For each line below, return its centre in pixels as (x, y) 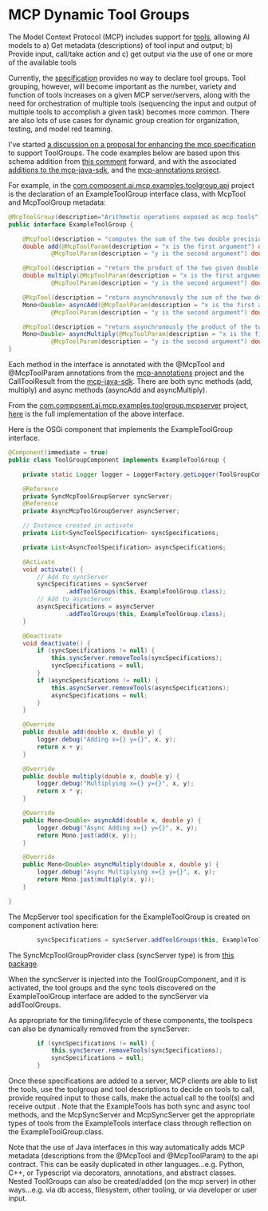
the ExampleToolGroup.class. (56, 1132)
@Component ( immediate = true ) (59, 453)
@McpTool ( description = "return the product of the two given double (141, 268)
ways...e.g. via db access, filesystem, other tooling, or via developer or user (133, 1190)
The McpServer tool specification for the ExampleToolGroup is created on (129, 917)
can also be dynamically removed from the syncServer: (99, 1029)
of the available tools (43, 62)
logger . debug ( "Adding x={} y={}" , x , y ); (107, 740)
